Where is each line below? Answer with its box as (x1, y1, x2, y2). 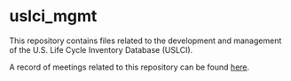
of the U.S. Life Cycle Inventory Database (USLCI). (9, 44, 193, 55)
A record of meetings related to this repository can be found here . (9, 62, 250, 72)
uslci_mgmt (9, 6, 98, 26)
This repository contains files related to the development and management (9, 35, 282, 46)
